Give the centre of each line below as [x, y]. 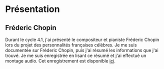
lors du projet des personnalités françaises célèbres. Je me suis [71, 45]
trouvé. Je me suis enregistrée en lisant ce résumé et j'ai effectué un [76, 55]
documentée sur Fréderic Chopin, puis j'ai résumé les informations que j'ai [82, 50]
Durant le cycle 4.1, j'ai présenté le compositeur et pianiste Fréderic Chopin [82, 39]
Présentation [32, 9]
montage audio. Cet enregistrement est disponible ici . [60, 61]
